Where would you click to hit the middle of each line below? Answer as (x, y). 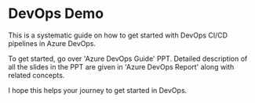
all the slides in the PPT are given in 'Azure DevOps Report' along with (121, 66)
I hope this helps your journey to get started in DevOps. (98, 90)
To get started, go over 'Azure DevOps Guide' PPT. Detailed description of (128, 59)
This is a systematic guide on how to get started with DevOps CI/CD (118, 35)
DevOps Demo (56, 14)
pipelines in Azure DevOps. (52, 43)
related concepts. (36, 75)
